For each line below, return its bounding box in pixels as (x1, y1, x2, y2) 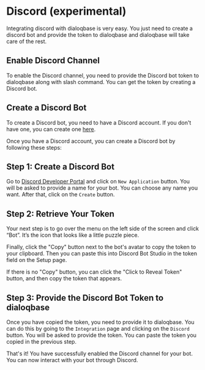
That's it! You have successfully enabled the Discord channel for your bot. (6, 350, 193, 357)
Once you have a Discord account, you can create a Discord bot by (6, 137, 176, 145)
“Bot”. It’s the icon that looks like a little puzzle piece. (6, 231, 140, 239)
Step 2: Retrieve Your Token (6, 209, 115, 219)
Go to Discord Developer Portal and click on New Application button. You (6, 178, 190, 185)
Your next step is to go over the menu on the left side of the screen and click (6, 225, 199, 233)
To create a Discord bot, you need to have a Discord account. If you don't (6, 118, 192, 126)
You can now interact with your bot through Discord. (6, 357, 138, 363)
